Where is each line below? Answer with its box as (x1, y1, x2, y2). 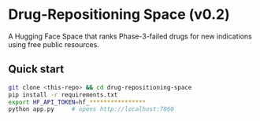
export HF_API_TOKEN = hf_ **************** (8, 98, 147, 106)
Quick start (8, 63, 65, 76)
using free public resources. (8, 39, 100, 49)
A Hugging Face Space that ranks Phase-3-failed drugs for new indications (8, 31, 252, 41)
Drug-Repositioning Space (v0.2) (8, 5, 230, 24)
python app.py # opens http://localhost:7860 (8, 105, 175, 113)
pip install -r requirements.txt (8, 90, 118, 99)
